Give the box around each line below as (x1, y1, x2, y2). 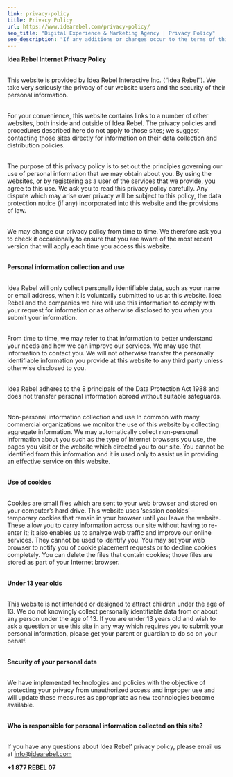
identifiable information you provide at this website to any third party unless (7, 356, 223, 365)
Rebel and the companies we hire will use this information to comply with (7, 298, 216, 307)
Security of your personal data (7, 658, 97, 666)
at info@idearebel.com (7, 750, 72, 758)
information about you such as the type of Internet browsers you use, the (7, 435, 216, 444)
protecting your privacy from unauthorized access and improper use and (7, 686, 215, 694)
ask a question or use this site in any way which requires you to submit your (7, 622, 224, 630)
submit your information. (7, 314, 78, 322)
